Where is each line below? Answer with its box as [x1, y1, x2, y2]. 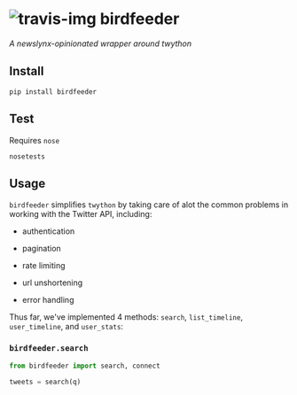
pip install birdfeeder [9, 87, 98, 97]
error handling [21, 295, 74, 306]
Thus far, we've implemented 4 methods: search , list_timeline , [9, 312, 244, 322]
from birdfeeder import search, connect [9, 361, 161, 370]
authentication [21, 226, 75, 236]
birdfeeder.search [9, 344, 89, 353]
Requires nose [9, 135, 60, 145]
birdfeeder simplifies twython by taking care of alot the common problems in [9, 199, 289, 210]
